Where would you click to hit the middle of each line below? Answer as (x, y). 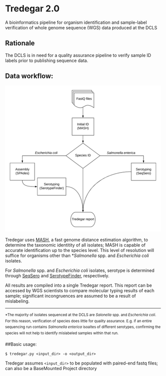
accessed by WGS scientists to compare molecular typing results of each (80, 291)
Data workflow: (29, 76)
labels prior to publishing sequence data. (47, 61)
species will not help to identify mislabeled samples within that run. (62, 333)
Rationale (20, 43)
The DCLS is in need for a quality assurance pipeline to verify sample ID (78, 55)
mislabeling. (17, 301)
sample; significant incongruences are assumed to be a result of (71, 296)
